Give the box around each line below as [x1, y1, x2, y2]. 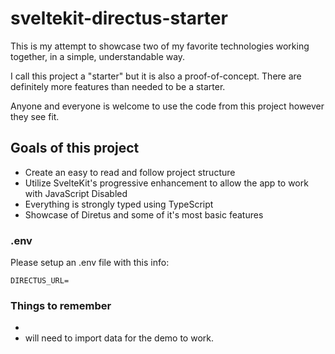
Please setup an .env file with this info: [10, 257, 170, 269]
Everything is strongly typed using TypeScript [24, 198, 214, 210]
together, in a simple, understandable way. [10, 50, 186, 62]
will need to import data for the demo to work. [24, 332, 214, 344]
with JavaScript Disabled [24, 187, 128, 199]
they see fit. [10, 110, 60, 122]
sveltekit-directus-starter [10, 7, 228, 30]
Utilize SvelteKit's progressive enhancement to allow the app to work [24, 177, 309, 189]
